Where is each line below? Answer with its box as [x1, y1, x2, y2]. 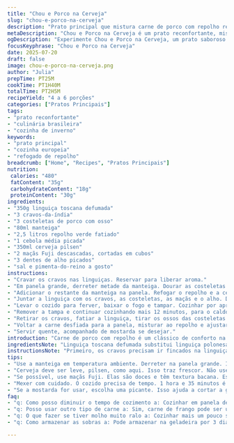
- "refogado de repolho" [7, 153, 79, 160]
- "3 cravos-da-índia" [7, 211, 73, 218]
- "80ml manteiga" [7, 224, 61, 231]
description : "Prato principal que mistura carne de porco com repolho [7, 23, 219, 30]
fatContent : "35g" [10, 179, 64, 186]
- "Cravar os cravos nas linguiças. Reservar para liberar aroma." [7, 276, 208, 283]
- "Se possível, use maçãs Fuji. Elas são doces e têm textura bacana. [7, 373, 219, 380]
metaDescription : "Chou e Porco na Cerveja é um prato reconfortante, [7, 29, 217, 37]
